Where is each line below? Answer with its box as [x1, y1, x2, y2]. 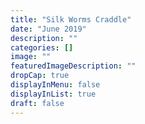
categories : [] [10, 42, 74, 53]
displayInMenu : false [10, 80, 101, 90]
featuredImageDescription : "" [10, 61, 137, 71]
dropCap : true [10, 71, 70, 81]
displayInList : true [10, 89, 97, 99]
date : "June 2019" [10, 24, 87, 34]
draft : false [10, 98, 65, 108]
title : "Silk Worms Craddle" [10, 14, 132, 25]
